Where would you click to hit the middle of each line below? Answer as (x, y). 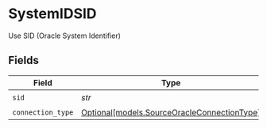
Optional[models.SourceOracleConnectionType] (170, 112)
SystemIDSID (52, 14)
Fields (24, 60)
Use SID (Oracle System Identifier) (65, 36)
